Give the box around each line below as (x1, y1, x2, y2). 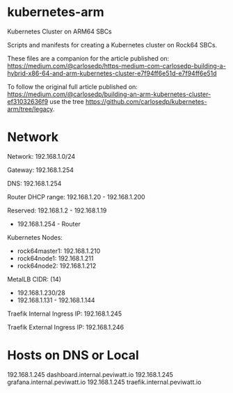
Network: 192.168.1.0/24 (7, 152, 76, 160)
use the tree (49, 97, 85, 105)
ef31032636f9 (7, 97, 49, 105)
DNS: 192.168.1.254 (7, 179, 62, 187)
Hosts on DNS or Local (7, 348, 139, 363)
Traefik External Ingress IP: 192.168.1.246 (7, 323, 124, 331)
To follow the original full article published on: (7, 82, 138, 91)
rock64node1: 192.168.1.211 (17, 254, 94, 262)
